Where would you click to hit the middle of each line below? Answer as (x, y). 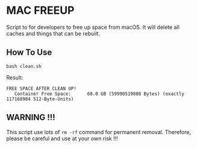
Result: (15, 77)
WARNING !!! (31, 118)
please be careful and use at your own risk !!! (62, 138)
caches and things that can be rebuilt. (53, 33)
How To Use (29, 53)
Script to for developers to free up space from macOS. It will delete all (93, 27)
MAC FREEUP (40, 11)
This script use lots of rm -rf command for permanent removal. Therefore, (99, 132)
